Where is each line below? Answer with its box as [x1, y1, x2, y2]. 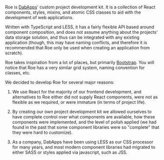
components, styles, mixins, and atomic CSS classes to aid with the [5, 9, 141, 15]
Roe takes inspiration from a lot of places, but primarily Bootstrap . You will [5, 60, 154, 65]
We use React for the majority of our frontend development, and [12, 89, 142, 94]
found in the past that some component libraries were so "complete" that [12, 124, 160, 130]
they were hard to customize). [12, 130, 73, 135]
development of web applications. [5, 15, 74, 20]
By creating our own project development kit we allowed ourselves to [12, 109, 152, 114]
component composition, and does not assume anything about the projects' [5, 29, 158, 35]
